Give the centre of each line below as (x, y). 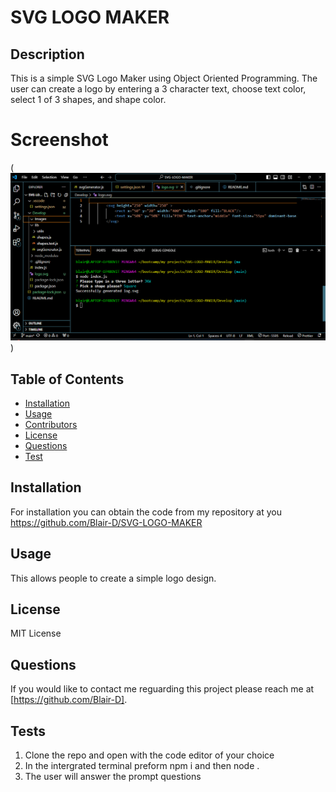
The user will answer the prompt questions (113, 777)
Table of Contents (67, 379)
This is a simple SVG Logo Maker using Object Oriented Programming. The (164, 78)
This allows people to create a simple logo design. (113, 578)
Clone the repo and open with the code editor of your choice (149, 755)
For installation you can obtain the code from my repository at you (146, 512)
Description (47, 54)
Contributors (51, 424)
